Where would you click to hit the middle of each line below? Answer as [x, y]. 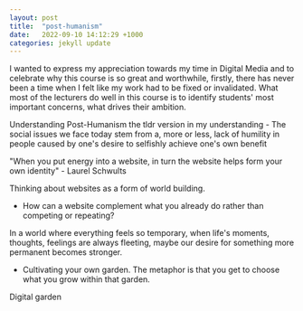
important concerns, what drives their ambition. [98, 107]
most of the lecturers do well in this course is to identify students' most [142, 98]
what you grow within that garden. [86, 279]
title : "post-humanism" [56, 26]
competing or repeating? [68, 216]
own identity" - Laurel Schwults [68, 171]
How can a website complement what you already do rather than [143, 206]
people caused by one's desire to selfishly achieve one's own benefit [138, 144]
